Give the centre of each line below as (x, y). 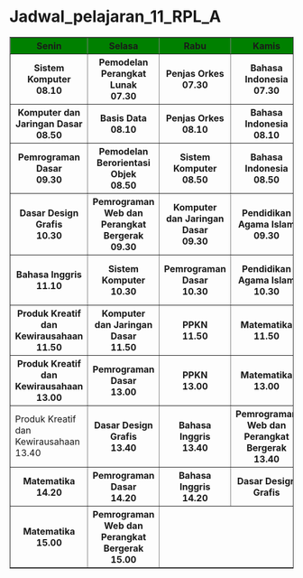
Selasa (124, 45)
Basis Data (124, 117)
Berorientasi (123, 163)
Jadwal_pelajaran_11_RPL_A (115, 17)
